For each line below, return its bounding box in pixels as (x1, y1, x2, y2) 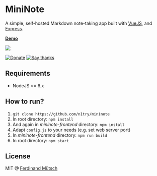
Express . (5, 25, 24, 31)
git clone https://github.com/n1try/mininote (12, 111, 110, 116)
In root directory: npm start (12, 137, 69, 143)
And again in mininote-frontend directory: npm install (12, 121, 125, 127)
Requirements (5, 69, 50, 78)
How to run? (5, 97, 44, 106)
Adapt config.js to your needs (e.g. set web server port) (12, 127, 131, 133)
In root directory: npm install (12, 116, 74, 122)
